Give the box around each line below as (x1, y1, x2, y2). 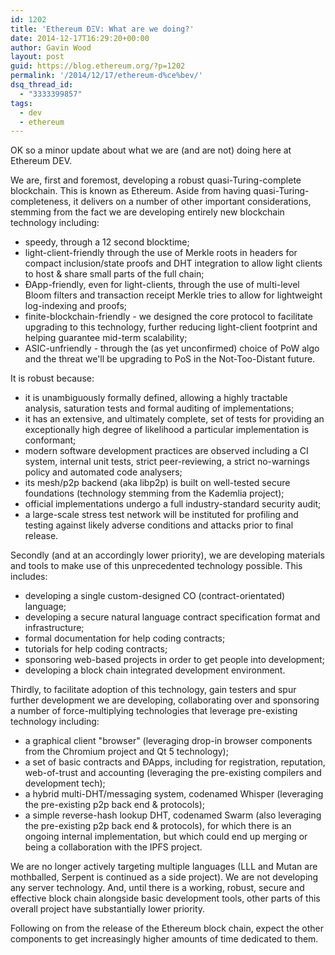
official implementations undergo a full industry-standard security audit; (24, 498, 322, 510)
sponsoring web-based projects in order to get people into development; (24, 654, 325, 666)
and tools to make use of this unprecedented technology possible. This (10, 560, 303, 572)
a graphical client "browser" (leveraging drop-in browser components (24, 735, 313, 747)
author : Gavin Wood (10, 42, 92, 53)
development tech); (24, 777, 106, 790)
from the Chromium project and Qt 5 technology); (24, 746, 229, 758)
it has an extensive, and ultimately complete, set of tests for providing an (24, 413, 325, 425)
